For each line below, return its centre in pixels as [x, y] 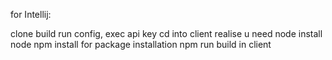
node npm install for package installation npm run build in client [141, 44]
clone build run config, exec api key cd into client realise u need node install [166, 33]
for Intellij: [31, 14]
